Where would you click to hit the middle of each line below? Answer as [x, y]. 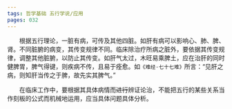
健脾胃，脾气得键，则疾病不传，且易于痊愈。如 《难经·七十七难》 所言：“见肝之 [115, 66]
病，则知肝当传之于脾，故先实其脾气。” [61, 75]
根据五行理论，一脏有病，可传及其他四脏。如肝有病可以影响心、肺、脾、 [122, 40]
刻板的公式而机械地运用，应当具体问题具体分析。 [83, 98]
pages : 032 [23, 20]
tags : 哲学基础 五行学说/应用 [46, 13]
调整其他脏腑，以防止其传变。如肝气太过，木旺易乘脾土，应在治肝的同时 [122, 58]
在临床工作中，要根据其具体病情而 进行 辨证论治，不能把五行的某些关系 [119, 90]
